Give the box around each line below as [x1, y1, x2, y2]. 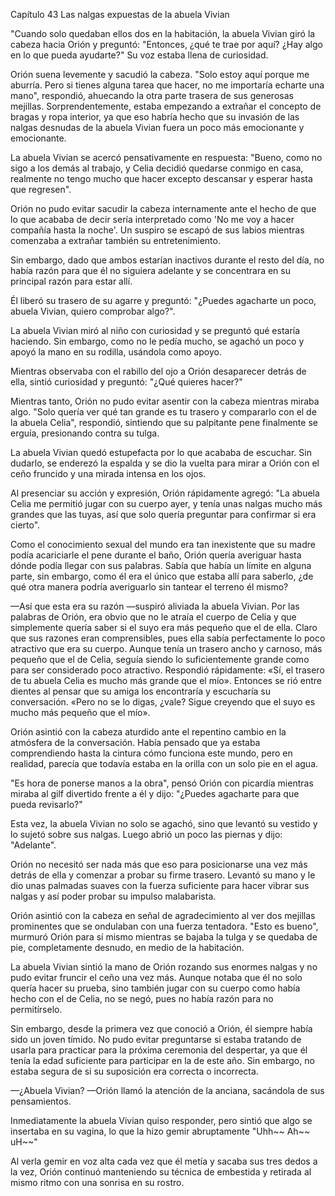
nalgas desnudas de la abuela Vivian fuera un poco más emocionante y [10, 122, 305, 133]
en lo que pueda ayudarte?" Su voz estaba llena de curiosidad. [10, 49, 269, 61]
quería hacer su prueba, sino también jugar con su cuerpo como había [10, 982, 301, 994]
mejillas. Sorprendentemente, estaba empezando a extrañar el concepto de [10, 100, 322, 112]
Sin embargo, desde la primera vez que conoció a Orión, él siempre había [10, 1023, 313, 1034]
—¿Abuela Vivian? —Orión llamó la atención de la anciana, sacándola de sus [10, 1085, 325, 1096]
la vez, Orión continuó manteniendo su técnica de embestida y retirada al [10, 1166, 312, 1178]
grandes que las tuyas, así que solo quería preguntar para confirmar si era [10, 509, 317, 520]
